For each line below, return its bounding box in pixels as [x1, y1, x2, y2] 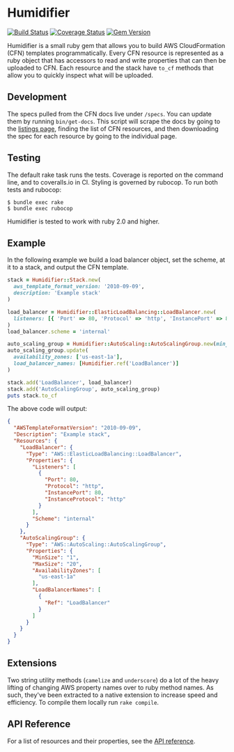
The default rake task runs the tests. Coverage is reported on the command [7, 171, 224, 179]
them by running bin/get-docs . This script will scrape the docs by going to [7, 117, 221, 125]
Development [7, 91, 68, 103]
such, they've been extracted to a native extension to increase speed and [7, 691, 218, 699]
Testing [7, 152, 41, 164]
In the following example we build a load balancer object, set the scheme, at [7, 256, 226, 264]
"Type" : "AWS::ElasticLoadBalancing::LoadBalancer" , [25, 451, 182, 457]
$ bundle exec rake [7, 198, 64, 206]
